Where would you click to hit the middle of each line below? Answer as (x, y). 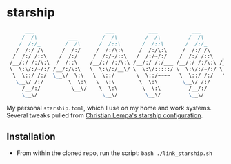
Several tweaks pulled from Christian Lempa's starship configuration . (105, 115)
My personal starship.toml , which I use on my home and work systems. (109, 108)
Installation (31, 136)
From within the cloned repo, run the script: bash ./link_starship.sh (114, 153)
